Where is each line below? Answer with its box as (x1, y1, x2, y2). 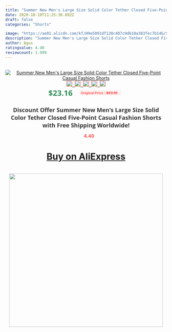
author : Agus (5, 40, 33, 46)
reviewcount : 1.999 (5, 50, 47, 55)
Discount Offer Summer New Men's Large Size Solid (12, 105, 160, 114)
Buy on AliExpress (46, 151, 126, 163)
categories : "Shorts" (5, 21, 52, 27)
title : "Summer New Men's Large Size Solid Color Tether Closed (5, 7, 145, 13)
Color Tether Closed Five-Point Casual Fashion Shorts (11, 113, 161, 122)
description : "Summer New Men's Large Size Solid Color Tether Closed (5, 36, 159, 41)
